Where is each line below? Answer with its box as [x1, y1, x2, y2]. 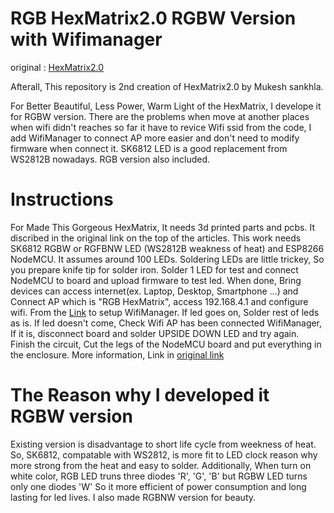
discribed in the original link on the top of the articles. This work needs [10, 232, 302, 244]
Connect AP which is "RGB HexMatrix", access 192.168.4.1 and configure [10, 295, 309, 307]
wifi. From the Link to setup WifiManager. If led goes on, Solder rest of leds [10, 306, 320, 318]
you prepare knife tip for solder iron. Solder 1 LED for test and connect [10, 263, 299, 276]
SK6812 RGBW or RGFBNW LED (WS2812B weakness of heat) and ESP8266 [10, 242, 325, 254]
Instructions [10, 188, 114, 211]
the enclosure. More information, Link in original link [10, 348, 225, 361]
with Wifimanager [10, 28, 163, 51]
